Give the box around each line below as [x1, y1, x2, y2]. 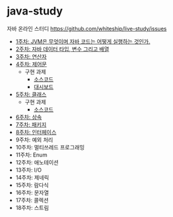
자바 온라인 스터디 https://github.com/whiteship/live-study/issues [7, 25, 167, 32]
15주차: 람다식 [15, 181, 49, 189]
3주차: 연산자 [15, 53, 47, 60]
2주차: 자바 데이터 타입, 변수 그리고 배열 [15, 45, 109, 53]
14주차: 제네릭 [15, 173, 49, 181]
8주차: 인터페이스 [15, 128, 57, 135]
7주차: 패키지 [15, 121, 47, 128]
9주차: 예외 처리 [15, 136, 53, 143]
